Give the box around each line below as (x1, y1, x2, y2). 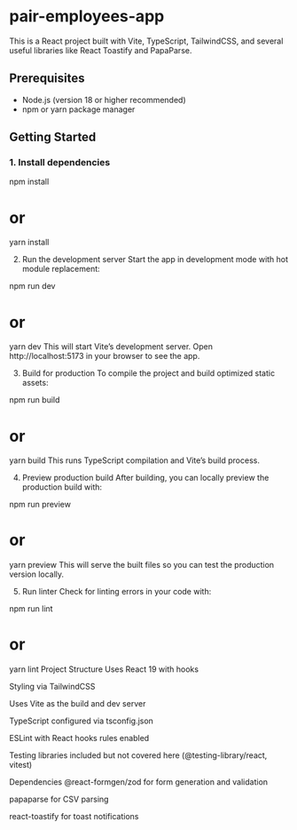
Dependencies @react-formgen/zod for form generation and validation (9, 777, 269, 787)
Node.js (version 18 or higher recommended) (21, 94, 186, 105)
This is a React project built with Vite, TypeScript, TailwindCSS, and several (9, 36, 284, 46)
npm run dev (9, 281, 56, 291)
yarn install (9, 237, 50, 248)
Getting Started (9, 130, 97, 145)
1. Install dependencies (9, 156, 111, 169)
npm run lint (9, 603, 53, 614)
